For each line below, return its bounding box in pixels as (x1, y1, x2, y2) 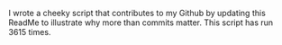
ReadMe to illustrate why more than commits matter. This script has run (8, 17, 274, 28)
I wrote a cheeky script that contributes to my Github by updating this (8, 8, 267, 18)
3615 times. (8, 27, 51, 37)
